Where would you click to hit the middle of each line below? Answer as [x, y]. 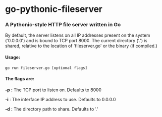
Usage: [13, 58]
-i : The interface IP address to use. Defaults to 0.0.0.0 [61, 99]
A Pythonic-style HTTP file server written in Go [63, 25]
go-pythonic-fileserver [54, 9]
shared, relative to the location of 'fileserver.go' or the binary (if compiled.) [81, 46]
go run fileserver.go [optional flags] [46, 68]
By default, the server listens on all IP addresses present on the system [78, 35]
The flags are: [20, 79]
